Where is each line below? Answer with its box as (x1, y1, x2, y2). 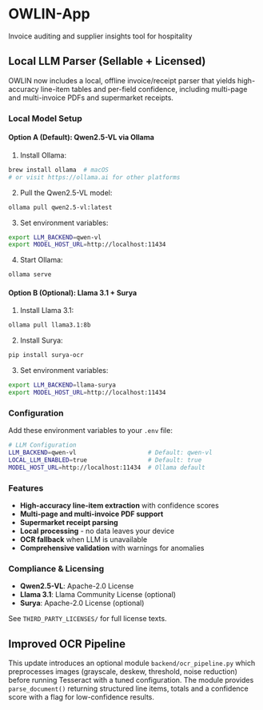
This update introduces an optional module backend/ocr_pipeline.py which (8, 658, 256, 668)
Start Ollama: (19, 255, 63, 265)
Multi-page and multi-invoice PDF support (19, 509, 164, 519)
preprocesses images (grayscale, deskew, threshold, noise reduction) (8, 667, 238, 676)
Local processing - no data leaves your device (19, 526, 174, 536)
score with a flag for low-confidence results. (8, 692, 154, 702)
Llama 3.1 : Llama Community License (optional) (19, 590, 177, 600)
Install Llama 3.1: (19, 306, 74, 315)
